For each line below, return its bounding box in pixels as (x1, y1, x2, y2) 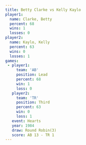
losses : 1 (9, 53, 30, 59)
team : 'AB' (16, 68, 39, 73)
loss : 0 (16, 86, 32, 91)
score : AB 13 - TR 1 (11, 133, 55, 138)
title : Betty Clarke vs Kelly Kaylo (5, 7, 81, 12)
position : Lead (16, 72, 48, 77)
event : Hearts (11, 118, 41, 124)
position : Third (16, 100, 50, 105)
